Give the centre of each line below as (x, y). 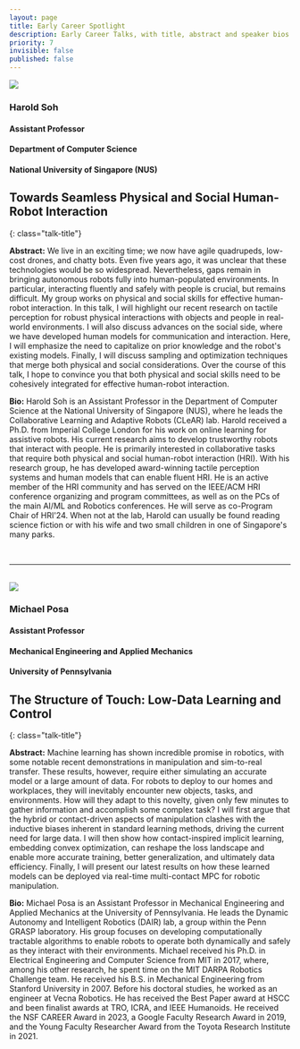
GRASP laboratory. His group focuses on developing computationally (136, 932)
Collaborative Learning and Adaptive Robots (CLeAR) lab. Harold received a (148, 420)
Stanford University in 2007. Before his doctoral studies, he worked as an (144, 989)
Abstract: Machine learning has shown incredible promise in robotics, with (146, 753)
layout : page (33, 17)
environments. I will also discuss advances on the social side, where (157, 327)
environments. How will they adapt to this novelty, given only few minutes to (149, 800)
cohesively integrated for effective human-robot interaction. (119, 384)
